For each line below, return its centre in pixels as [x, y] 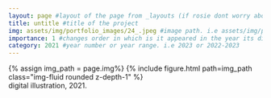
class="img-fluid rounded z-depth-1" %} [76, 77]
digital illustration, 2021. [48, 86]
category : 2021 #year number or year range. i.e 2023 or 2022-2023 [124, 46]
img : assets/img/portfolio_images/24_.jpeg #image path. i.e [113, 31]
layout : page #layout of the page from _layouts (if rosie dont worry [129, 16]
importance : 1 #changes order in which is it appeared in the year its [131, 38]
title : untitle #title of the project [73, 23]
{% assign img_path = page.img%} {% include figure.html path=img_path [130, 68]
